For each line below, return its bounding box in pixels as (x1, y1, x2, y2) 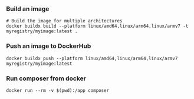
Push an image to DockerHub (6, 42, 91, 50)
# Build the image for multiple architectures (6, 18, 123, 24)
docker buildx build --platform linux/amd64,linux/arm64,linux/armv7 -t (6, 23, 189, 29)
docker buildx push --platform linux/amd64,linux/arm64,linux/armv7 (6, 55, 178, 61)
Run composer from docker (6, 74, 87, 82)
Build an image (6, 5, 50, 13)
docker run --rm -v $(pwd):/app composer (6, 87, 110, 93)
